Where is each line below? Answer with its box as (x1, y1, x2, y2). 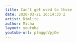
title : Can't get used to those (5, 7, 72, 12)
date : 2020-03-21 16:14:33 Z (5, 12, 66, 17)
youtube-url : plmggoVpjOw (5, 30, 59, 35)
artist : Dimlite (5, 16, 39, 21)
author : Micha (5, 21, 35, 26)
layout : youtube (5, 26, 39, 31)
